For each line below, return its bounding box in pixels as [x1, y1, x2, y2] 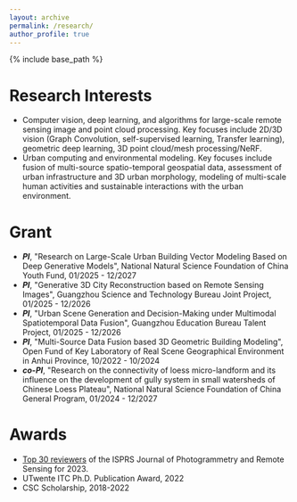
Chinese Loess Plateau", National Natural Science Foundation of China [21, 384, 282, 395]
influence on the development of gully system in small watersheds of [21, 374, 276, 385]
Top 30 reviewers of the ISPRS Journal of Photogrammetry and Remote [21, 454, 285, 465]
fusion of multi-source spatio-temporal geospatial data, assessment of [21, 162, 283, 173]
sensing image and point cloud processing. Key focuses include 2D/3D [21, 124, 283, 135]
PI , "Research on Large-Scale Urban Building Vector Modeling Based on [21, 251, 288, 262]
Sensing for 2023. [21, 464, 89, 474]
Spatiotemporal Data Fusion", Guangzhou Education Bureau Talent [21, 317, 267, 328]
